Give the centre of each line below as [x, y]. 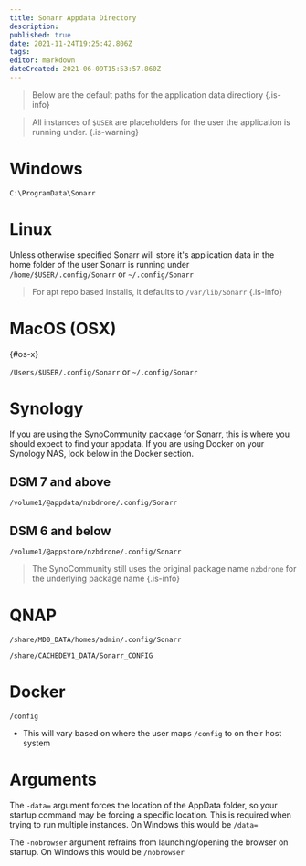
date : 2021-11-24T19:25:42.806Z [71, 43]
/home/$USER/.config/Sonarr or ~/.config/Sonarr [102, 274]
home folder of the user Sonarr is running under [100, 264]
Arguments [53, 780]
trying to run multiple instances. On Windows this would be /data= [134, 825]
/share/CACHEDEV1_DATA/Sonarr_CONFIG [81, 656]
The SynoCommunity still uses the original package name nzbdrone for [164, 569]
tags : [20, 52]
